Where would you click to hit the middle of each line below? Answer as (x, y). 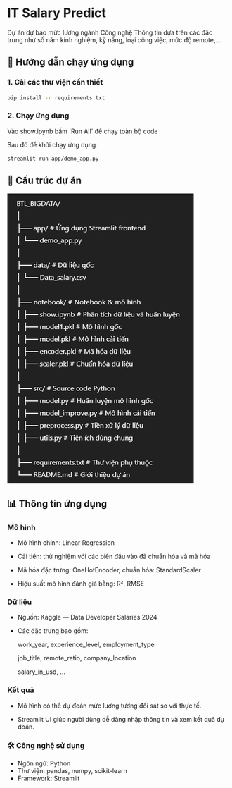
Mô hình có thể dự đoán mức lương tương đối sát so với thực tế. (109, 706)
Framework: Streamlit (49, 778)
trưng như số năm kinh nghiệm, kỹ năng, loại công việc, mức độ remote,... (114, 39)
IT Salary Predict (57, 13)
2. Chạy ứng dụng (38, 116)
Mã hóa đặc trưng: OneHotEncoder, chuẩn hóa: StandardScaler (109, 570)
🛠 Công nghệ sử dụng (46, 745)
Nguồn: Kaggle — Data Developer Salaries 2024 (87, 617)
